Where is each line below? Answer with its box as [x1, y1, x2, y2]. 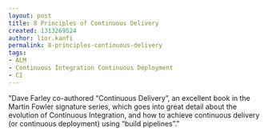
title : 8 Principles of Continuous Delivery [8, 19, 159, 27]
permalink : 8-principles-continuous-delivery [8, 42, 162, 50]
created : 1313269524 [8, 26, 78, 34]
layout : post [8, 11, 52, 20]
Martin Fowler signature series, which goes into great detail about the [8, 102, 238, 111]
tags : [8, 49, 26, 57]
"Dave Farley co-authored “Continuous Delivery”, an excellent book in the [8, 93, 250, 102]
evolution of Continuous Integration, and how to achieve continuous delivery [8, 110, 260, 120]
